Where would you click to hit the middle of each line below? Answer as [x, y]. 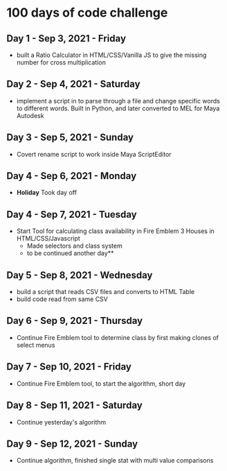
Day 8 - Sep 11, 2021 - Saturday [74, 405]
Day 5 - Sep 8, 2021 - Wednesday [80, 275]
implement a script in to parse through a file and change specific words [118, 101]
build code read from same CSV [62, 299]
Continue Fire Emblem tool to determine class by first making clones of [118, 337]
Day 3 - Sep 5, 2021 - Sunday [70, 138]
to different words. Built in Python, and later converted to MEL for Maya [118, 108]
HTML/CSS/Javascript [48, 239]
